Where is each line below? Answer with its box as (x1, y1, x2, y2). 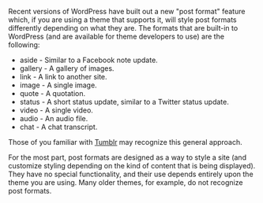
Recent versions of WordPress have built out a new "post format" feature (8, 7, 246, 16)
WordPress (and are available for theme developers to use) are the (8, 31, 225, 41)
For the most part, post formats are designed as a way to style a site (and (8, 153, 247, 162)
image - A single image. (19, 80, 97, 90)
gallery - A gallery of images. (19, 64, 115, 73)
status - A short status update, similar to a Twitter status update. (19, 98, 229, 106)
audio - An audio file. (19, 114, 88, 123)
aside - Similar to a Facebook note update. (19, 55, 158, 65)
